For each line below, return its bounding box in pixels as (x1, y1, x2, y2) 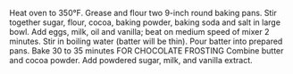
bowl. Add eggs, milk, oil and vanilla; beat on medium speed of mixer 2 (9, 27, 270, 37)
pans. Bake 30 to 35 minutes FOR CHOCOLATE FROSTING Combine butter (9, 45, 284, 56)
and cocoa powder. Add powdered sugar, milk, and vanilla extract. (9, 55, 253, 65)
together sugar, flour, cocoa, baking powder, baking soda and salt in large (9, 17, 281, 28)
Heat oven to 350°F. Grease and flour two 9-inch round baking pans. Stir (9, 8, 277, 18)
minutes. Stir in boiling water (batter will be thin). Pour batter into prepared (9, 36, 283, 46)
